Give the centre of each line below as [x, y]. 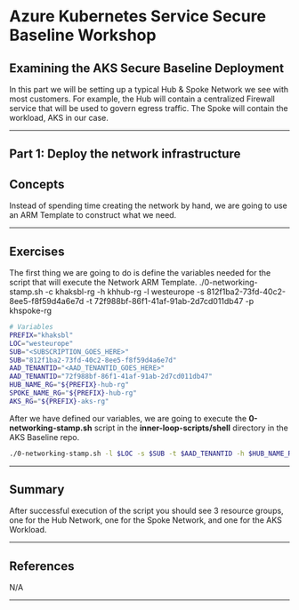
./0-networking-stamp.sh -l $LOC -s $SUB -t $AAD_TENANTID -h [127, 453]
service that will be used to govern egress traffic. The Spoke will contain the [149, 108]
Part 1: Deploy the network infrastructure [125, 154]
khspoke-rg [30, 311]
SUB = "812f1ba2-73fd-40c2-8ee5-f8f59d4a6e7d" [93, 360]
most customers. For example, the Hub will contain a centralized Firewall [142, 99]
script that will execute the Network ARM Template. [103, 283]
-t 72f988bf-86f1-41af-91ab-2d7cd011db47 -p [170, 301]
